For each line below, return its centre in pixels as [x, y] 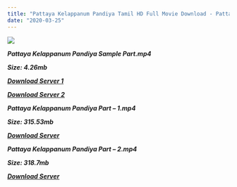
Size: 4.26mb [28, 67]
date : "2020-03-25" [36, 20]
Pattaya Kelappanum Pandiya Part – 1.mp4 [72, 108]
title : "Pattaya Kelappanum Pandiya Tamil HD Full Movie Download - [110, 14]
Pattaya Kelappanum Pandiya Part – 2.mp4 [72, 149]
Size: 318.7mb [28, 162]
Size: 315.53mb [31, 122]
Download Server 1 [36, 81]
